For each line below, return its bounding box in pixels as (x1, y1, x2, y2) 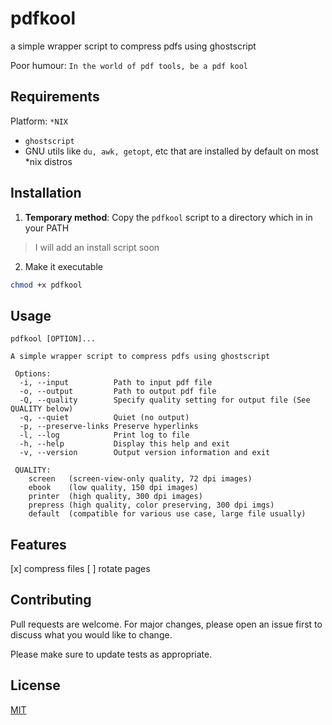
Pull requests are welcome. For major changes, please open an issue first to (10, 618, 323, 630)
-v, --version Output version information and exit (19, 448, 271, 458)
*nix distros (24, 155, 73, 167)
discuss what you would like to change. (10, 628, 173, 641)
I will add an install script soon (34, 241, 160, 253)
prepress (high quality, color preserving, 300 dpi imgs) (28, 500, 275, 511)
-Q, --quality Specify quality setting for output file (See (19, 395, 311, 406)
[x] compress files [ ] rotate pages (10, 563, 151, 575)
